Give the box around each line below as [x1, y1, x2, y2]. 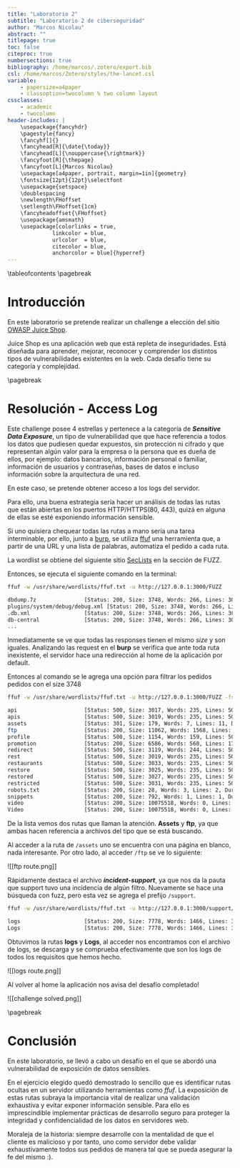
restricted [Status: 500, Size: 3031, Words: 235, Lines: [7, 779, 225, 787]
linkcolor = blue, [52, 229, 107, 236]
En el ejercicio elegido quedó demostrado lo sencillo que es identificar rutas [7, 1078, 231, 1087]
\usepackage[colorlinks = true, [20, 223, 116, 230]
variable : [7, 76, 37, 84]
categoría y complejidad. [7, 362, 81, 371]
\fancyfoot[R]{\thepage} [20, 156, 94, 164]
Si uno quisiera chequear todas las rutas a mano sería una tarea [7, 526, 195, 535]
